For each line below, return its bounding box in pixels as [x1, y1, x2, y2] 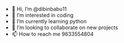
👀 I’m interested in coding [11, 12, 74, 19]
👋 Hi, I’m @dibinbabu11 [11, 6, 67, 12]
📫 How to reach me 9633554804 [11, 31, 94, 37]
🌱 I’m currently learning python [11, 18, 87, 24]
